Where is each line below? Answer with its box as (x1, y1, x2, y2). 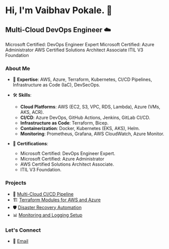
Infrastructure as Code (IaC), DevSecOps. (12, 82, 100, 88)
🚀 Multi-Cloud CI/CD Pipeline (12, 191, 74, 197)
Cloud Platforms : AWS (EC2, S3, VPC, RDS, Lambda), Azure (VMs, (20, 104, 160, 110)
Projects (5, 179, 26, 186)
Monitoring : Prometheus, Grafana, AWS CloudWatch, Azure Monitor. (20, 131, 164, 137)
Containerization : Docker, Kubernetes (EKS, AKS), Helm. (20, 126, 140, 132)
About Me (5, 65, 31, 72)
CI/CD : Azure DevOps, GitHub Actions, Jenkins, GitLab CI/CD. (20, 114, 150, 121)
